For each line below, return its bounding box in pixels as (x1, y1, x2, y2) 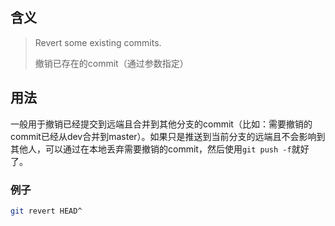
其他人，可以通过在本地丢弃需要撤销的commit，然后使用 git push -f (10, 143, 292, 155)
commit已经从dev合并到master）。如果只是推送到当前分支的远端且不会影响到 (10, 130, 326, 142)
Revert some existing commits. (34, 36, 162, 48)
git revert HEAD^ (10, 206, 83, 216)
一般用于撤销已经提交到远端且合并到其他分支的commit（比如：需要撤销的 (10, 118, 313, 130)
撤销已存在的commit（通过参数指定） (34, 57, 189, 69)
